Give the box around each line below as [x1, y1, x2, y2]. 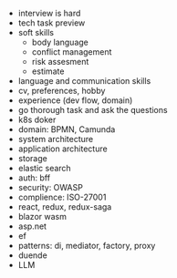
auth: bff [17, 172, 51, 183]
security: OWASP [17, 182, 84, 192]
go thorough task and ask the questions [17, 105, 168, 115]
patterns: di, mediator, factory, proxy [17, 241, 156, 251]
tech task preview [17, 17, 86, 28]
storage [17, 153, 47, 163]
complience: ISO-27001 [17, 191, 107, 202]
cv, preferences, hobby [17, 86, 106, 96]
